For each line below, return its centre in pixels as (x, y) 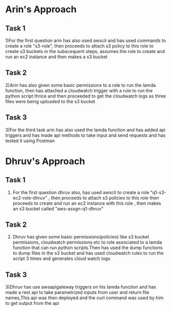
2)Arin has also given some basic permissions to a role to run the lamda (81, 85)
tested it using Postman (30, 140)
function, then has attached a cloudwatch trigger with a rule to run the (79, 90)
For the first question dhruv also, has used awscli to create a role (81, 192)
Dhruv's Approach (45, 161)
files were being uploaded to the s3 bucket (50, 101)
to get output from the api (32, 303)
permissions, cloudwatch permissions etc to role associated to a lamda (87, 242)
